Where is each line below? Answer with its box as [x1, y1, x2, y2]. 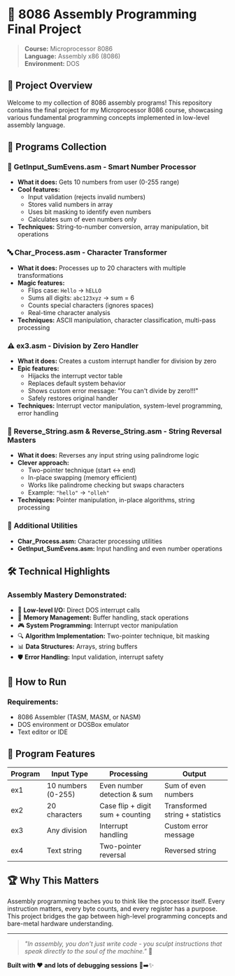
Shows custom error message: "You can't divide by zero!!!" [27, 387, 199, 395]
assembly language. [7, 121, 65, 129]
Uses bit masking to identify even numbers [27, 208, 152, 216]
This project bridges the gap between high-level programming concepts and [7, 911, 227, 920]
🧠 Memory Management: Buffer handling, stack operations [17, 613, 189, 622]
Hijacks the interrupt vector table [27, 372, 123, 380]
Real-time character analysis [27, 308, 111, 316]
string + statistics [164, 810, 222, 820]
